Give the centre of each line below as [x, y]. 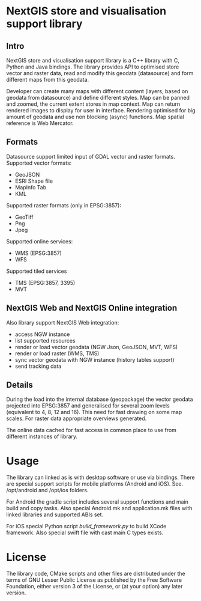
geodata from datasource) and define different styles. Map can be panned [98, 98]
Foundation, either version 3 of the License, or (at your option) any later [94, 587]
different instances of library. [42, 436]
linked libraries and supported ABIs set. [55, 514]
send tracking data [38, 366]
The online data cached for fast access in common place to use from [91, 430]
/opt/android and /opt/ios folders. [47, 490]
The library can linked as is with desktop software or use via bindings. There [100, 477]
